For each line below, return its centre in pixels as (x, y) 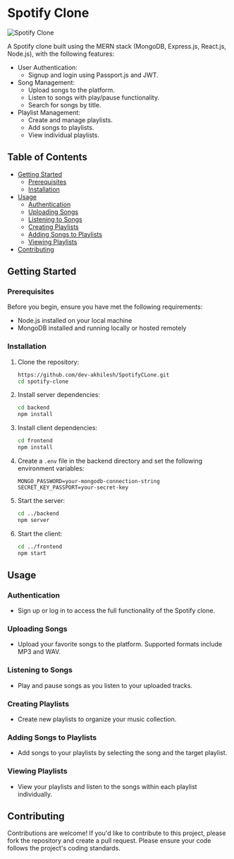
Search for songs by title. (64, 105)
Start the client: (40, 533)
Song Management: (46, 82)
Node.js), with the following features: (61, 54)
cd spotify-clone (43, 381)
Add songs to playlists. (61, 127)
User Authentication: (47, 67)
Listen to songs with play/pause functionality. (94, 97)
